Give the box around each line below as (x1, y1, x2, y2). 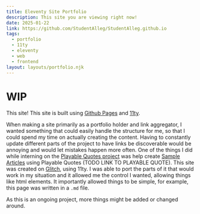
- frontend (11, 58, 39, 64)
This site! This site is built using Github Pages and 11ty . (6, 110, 140, 117)
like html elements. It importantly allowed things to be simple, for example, (6, 178, 189, 185)
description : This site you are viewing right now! (6, 14, 137, 20)
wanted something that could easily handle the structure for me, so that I (6, 128, 185, 135)
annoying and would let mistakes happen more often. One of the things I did (6, 147, 193, 154)
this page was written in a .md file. (6, 184, 90, 191)
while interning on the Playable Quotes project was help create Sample (6, 153, 180, 160)
